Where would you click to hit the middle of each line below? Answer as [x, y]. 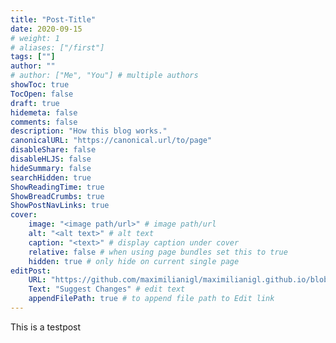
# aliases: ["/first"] [57, 47]
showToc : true [40, 85]
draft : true [35, 103]
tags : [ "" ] [33, 57]
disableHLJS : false [51, 159]
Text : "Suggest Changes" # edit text [107, 289]
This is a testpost [46, 327]
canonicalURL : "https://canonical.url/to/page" [111, 141]
